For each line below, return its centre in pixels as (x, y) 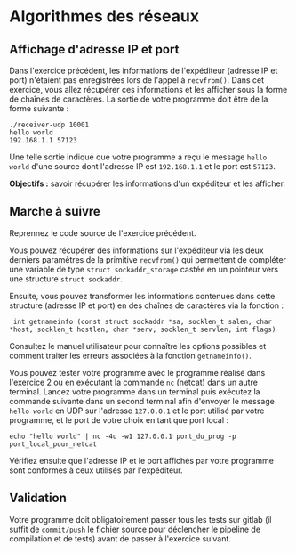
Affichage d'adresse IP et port (94, 49)
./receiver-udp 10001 (49, 125)
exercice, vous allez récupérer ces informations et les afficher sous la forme (148, 89)
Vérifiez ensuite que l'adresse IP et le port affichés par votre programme (141, 460)
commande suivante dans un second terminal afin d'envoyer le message (142, 401)
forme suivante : (39, 108)
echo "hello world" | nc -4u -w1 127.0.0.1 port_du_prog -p (123, 436)
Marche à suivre (55, 211)
